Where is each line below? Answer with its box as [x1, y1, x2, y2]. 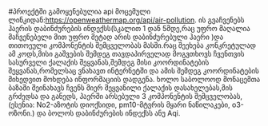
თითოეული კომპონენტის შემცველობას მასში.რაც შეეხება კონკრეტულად [8, 41, 257, 50]
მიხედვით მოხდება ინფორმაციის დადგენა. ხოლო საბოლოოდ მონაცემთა [8, 75, 261, 84]
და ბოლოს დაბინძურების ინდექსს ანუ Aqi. [36, 108, 181, 118]
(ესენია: [8, 100, 35, 109]
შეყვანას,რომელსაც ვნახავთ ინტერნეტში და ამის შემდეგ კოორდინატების [8, 66, 260, 75]
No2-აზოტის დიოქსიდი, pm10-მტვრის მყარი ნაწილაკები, [36, 100, 230, 109]
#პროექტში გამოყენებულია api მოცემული [8, 7, 151, 16]
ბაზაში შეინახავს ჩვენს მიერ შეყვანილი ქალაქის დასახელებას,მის [8, 83, 234, 93]
